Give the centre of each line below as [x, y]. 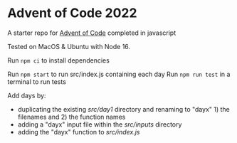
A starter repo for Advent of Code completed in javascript [92, 33]
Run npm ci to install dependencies [59, 60]
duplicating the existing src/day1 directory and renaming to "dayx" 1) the [123, 109]
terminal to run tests [37, 81]
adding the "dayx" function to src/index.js [79, 132]
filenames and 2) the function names [72, 117]
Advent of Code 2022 [72, 13]
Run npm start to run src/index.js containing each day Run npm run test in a [119, 74]
